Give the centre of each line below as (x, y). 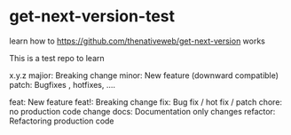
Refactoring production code (62, 121)
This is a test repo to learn (57, 58)
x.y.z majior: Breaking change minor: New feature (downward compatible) (144, 75)
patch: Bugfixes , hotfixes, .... (63, 84)
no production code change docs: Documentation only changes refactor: (142, 111)
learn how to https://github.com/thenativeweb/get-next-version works (138, 41)
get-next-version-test (92, 16)
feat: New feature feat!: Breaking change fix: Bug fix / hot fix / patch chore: (145, 102)
